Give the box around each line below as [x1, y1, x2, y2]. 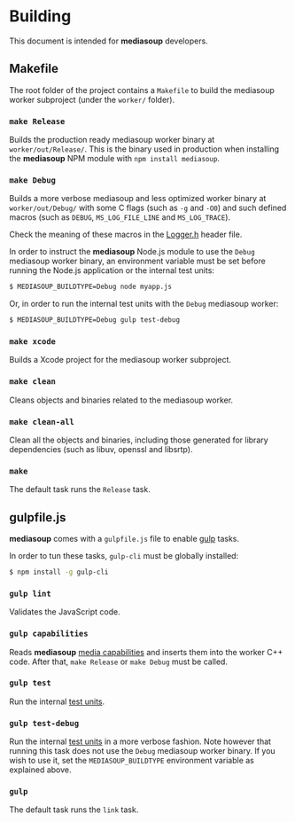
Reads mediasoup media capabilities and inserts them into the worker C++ [9, 646, 283, 657]
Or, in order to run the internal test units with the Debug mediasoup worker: [9, 299, 279, 309]
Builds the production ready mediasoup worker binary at [9, 135, 215, 145]
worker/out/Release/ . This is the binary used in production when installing [9, 144, 280, 154]
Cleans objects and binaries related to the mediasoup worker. [9, 395, 233, 405]
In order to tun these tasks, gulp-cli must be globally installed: [9, 551, 239, 561]
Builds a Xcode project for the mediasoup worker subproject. [9, 355, 232, 365]
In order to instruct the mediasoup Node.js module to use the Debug [9, 247, 255, 257]
